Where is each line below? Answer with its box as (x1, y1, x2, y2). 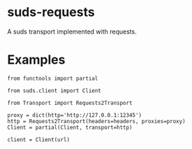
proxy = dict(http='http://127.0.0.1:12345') (7, 111, 142, 119)
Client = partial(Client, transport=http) (7, 124, 133, 131)
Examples (7, 52, 66, 68)
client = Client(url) (7, 136, 71, 143)
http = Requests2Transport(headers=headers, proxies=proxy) (7, 118, 186, 125)
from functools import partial (7, 75, 98, 82)
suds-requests (7, 4, 96, 20)
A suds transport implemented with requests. (7, 27, 138, 36)
